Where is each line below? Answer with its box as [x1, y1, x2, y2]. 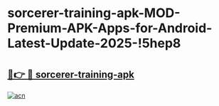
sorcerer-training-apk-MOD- [7, 5, 181, 21]
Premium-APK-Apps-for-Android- [7, 20, 213, 36]
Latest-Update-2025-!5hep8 [7, 36, 181, 51]
